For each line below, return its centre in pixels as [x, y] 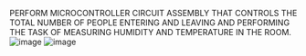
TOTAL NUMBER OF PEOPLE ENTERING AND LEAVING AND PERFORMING [150, 23]
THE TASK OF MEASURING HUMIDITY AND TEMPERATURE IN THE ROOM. [151, 32]
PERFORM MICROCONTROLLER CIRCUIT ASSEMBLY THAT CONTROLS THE [153, 13]
